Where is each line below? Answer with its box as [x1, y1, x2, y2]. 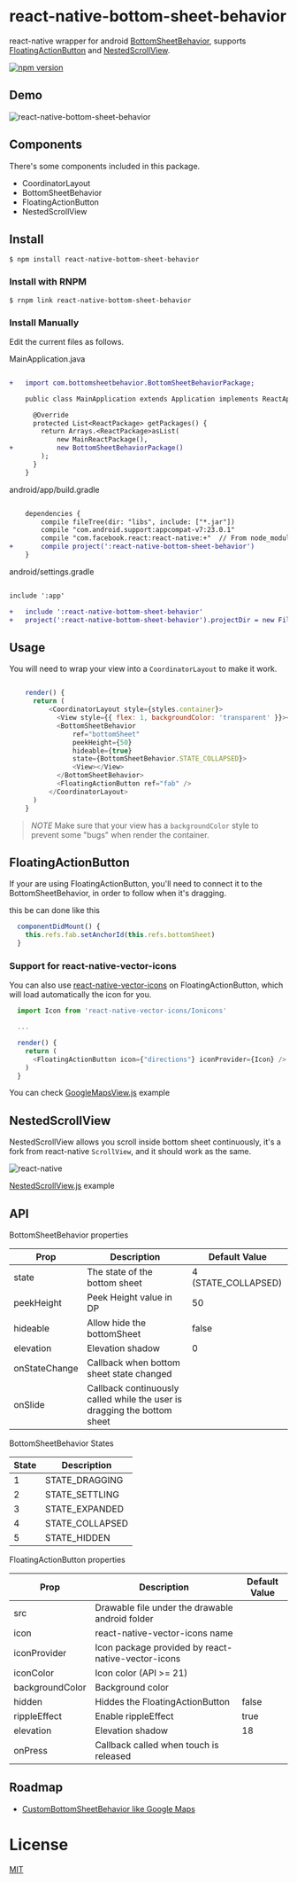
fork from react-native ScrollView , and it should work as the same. [9, 1146, 252, 1157]
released [95, 1750, 132, 1762]
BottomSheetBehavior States [9, 1438, 115, 1449]
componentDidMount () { [17, 922, 101, 932]
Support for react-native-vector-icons [9, 959, 177, 972]
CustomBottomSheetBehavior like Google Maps [21, 1803, 196, 1814]
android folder [95, 1613, 154, 1625]
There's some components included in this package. [9, 160, 201, 171]
